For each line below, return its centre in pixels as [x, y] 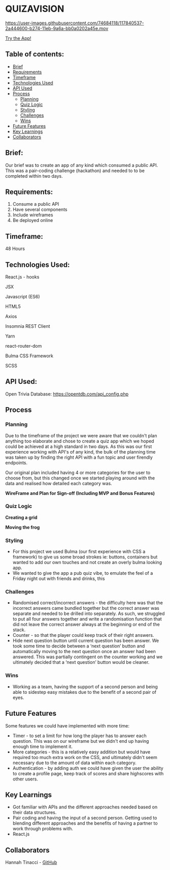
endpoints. [16, 462]
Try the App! [18, 38]
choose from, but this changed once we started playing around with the [80, 478]
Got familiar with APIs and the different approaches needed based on [85, 807]
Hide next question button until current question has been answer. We [86, 641]
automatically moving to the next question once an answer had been [84, 652]
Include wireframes [33, 215]
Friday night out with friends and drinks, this [59, 579]
